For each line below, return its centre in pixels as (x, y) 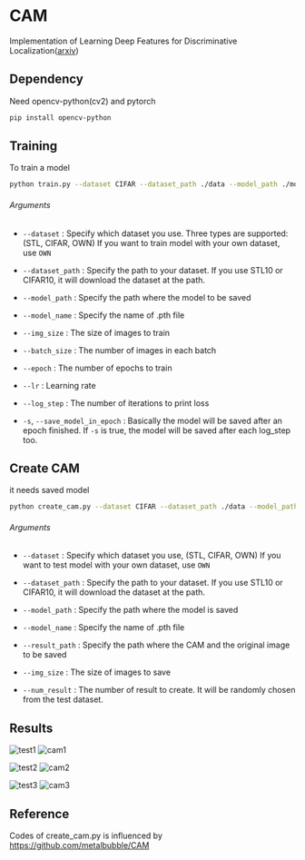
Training (34, 146)
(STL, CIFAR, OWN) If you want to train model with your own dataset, (151, 242)
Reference (39, 814)
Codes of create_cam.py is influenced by (86, 835)
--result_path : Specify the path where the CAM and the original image (156, 645)
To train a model (40, 168)
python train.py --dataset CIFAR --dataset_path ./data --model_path (144, 184)
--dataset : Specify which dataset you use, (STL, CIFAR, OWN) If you (152, 556)
